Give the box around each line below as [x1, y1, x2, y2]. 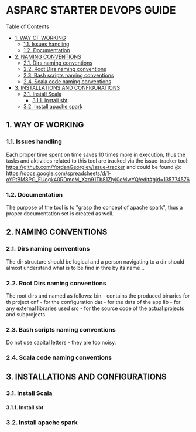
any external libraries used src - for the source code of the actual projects [6, 305, 184, 312]
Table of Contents [6, 23, 50, 30]
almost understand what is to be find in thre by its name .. [6, 264, 145, 271]
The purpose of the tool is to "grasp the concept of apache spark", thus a [6, 204, 183, 211]
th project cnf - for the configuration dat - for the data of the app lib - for [6, 298, 181, 305]
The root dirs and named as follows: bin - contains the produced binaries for [6, 292, 190, 299]
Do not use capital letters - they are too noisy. [6, 339, 116, 346]
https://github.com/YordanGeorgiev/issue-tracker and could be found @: [6, 163, 181, 170]
